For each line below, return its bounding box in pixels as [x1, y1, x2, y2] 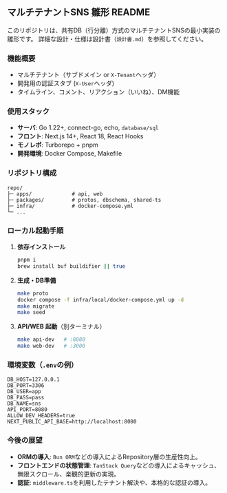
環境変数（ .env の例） [7, 360, 78, 370]
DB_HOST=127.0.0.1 [7, 376, 60, 384]
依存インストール [17, 243, 66, 251]
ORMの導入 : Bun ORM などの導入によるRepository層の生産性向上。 [17, 452, 202, 461]
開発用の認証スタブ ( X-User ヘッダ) [17, 79, 115, 87]
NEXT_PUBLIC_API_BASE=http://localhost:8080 [7, 419, 137, 426]
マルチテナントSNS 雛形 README [7, 6, 151, 19]
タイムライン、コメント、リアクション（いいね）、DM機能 [17, 88, 180, 96]
